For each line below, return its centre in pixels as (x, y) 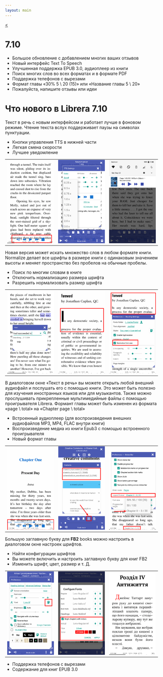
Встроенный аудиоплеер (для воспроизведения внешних (72, 418)
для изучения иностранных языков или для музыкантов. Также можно (78, 393)
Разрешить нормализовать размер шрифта (57, 282)
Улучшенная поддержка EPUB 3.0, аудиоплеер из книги (70, 68)
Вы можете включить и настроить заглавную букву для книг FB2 (80, 559)
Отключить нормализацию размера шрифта (58, 277)
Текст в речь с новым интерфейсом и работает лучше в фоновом (73, 122)
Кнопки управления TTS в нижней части (54, 142)
